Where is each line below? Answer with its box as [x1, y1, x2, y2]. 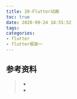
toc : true [6, 14, 30, 20]
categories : [6, 30, 35, 36]
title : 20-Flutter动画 [6, 8, 60, 15]
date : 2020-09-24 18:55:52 [6, 19, 72, 25]
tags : [6, 25, 19, 31]
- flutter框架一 [6, 42, 43, 47]
